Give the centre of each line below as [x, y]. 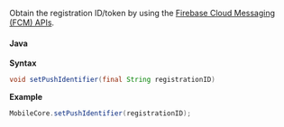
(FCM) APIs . [32, 23]
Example [26, 97]
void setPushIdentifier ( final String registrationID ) [113, 80]
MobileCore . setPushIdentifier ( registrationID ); [101, 113]
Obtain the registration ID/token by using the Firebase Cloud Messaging [142, 13]
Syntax [23, 63]
